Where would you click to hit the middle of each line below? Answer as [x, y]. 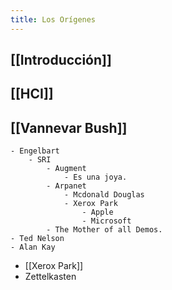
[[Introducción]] [61, 60]
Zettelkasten [50, 277]
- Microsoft [106, 221]
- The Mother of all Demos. [104, 230]
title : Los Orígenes [53, 19]
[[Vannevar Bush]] [69, 127]
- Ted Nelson [37, 239]
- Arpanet [66, 186]
